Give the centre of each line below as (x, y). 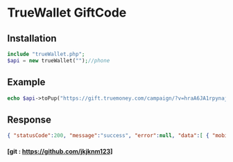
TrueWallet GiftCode (67, 13)
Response (29, 119)
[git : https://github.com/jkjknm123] (60, 151)
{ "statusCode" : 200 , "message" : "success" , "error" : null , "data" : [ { (108, 136)
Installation (32, 38)
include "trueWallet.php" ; (46, 54)
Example (26, 82)
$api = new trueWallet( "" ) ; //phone (59, 60)
